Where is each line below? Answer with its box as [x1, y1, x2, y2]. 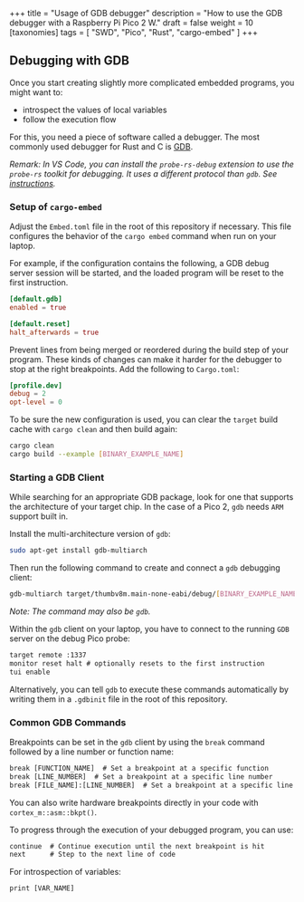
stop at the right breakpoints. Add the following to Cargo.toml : [9, 363, 240, 374]
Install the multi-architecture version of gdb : [9, 529, 171, 540]
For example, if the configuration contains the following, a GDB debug [9, 258, 270, 269]
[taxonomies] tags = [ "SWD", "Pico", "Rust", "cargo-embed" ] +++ [9, 27, 258, 37]
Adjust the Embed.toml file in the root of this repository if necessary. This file [9, 221, 292, 232]
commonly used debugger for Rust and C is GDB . [9, 140, 194, 152]
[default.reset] [9, 319, 71, 329]
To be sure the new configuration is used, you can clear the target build [9, 414, 279, 425]
